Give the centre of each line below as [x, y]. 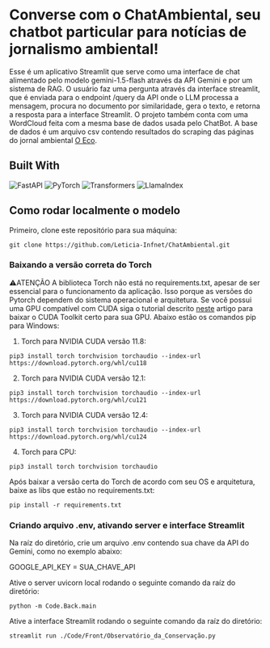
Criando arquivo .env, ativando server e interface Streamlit [127, 525]
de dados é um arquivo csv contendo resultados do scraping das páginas [131, 132]
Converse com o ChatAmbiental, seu [135, 15]
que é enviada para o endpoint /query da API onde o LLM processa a [124, 97]
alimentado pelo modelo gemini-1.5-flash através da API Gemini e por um [131, 80]
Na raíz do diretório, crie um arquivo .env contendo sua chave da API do [129, 543]
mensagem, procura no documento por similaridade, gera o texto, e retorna [135, 106]
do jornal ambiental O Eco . [53, 140]
